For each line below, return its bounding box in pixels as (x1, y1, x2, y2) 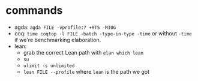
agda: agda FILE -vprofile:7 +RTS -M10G (14, 23, 116, 31)
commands (5, 4, 63, 17)
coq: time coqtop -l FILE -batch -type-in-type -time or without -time (14, 29, 193, 37)
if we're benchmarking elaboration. (14, 36, 101, 43)
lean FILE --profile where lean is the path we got (23, 68, 150, 75)
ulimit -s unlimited (23, 62, 75, 69)
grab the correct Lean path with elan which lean (23, 49, 144, 56)
